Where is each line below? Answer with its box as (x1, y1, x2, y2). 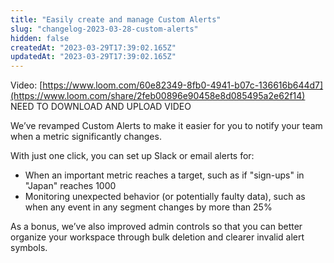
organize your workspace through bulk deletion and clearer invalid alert (10, 231, 305, 243)
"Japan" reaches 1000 (24, 180, 117, 192)
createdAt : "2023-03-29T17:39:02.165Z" (10, 42, 177, 53)
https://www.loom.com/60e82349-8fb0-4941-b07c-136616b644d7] (42, 79, 324, 91)
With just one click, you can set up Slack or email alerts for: (10, 150, 255, 162)
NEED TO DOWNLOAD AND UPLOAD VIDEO (10, 101, 192, 113)
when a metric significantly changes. (10, 131, 162, 143)
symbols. (10, 242, 48, 254)
